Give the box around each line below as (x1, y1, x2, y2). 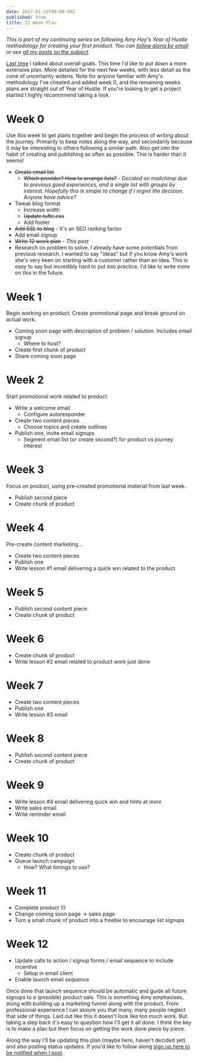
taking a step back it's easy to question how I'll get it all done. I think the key (6, 1019, 192, 1026)
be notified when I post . (6, 1049, 64, 1056)
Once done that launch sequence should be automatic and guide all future (6, 987, 187, 994)
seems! (6, 157, 24, 164)
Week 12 (6, 937, 48, 951)
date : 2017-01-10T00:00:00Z (6, 8, 76, 15)
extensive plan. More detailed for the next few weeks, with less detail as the (6, 66, 191, 73)
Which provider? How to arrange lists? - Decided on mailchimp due (23, 175, 187, 182)
